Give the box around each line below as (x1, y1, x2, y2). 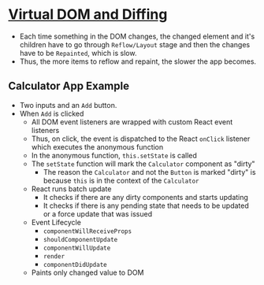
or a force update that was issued (43, 209, 152, 218)
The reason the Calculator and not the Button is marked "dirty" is (43, 167, 256, 176)
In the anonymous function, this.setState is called (31, 150, 197, 160)
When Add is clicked (19, 109, 84, 118)
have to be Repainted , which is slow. (19, 48, 137, 57)
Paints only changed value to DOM (31, 268, 144, 277)
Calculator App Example (8, 80, 130, 93)
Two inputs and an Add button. (19, 100, 117, 109)
